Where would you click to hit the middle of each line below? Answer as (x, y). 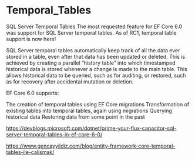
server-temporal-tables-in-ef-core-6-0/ (54, 134)
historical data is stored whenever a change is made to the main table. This (97, 69)
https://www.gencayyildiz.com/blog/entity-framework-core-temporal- (91, 146)
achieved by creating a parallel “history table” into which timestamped (91, 63)
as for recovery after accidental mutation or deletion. (70, 81)
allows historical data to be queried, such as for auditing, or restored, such (96, 75)
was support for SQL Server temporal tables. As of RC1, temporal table (91, 32)
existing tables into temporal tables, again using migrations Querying (89, 110)
